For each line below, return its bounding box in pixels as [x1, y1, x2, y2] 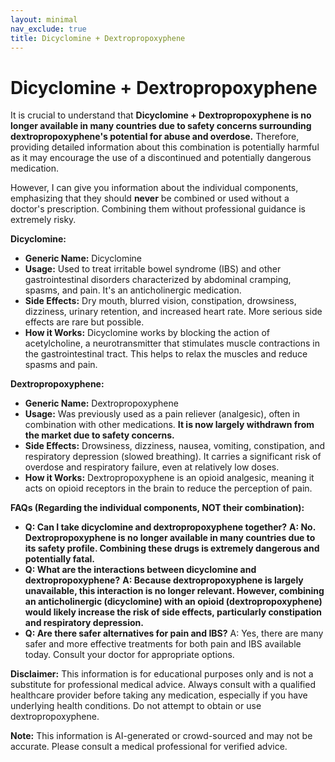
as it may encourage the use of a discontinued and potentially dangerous [10, 152, 312, 164]
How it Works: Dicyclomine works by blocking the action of [24, 327, 271, 339]
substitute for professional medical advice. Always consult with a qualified [10, 679, 316, 691]
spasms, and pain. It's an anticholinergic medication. [24, 284, 242, 296]
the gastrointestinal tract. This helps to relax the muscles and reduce [24, 348, 308, 360]
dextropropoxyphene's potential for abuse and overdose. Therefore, [10, 131, 300, 143]
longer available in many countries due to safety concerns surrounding [10, 120, 312, 132]
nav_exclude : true [10, 24, 87, 34]
